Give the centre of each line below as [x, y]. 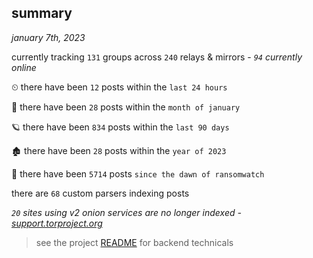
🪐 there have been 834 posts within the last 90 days [120, 127]
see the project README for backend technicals [134, 242]
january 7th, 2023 [48, 37]
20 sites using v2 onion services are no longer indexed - [126, 212]
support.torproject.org [57, 223]
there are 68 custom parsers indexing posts [100, 193]
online [24, 67]
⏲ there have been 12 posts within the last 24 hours [119, 87]
